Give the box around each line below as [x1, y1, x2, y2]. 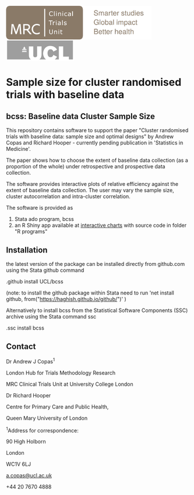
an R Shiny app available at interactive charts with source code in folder [14, 222, 187, 229]
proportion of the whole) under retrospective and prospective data [6, 163, 165, 170]
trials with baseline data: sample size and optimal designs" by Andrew [6, 133, 174, 140]
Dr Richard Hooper [6, 392, 51, 399]
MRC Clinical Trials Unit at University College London [6, 380, 134, 387]
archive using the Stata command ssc [6, 313, 97, 320]
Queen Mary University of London [6, 414, 88, 421]
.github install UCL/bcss [6, 278, 64, 285]
